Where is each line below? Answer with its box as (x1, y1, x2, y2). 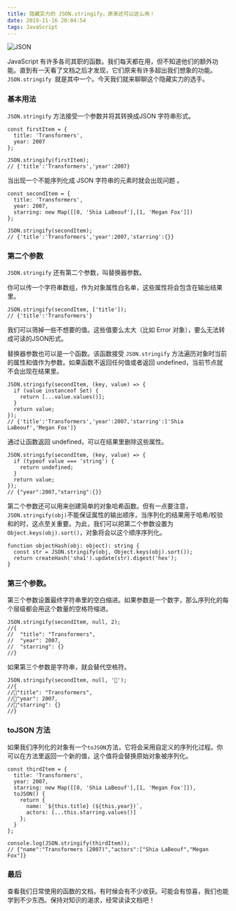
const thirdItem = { (7, 766, 68, 773)
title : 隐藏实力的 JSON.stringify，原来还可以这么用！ (7, 10, 155, 18)
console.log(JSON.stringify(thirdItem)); (7, 840, 131, 847)
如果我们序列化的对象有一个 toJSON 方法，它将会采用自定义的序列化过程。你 (7, 742, 223, 751)
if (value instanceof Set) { (13, 387, 99, 394)
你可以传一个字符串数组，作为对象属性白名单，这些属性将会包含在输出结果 (7, 283, 223, 291)
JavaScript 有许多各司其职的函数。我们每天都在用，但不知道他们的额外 (7, 57, 213, 66)
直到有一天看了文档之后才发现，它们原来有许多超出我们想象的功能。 (19, 66, 216, 75)
